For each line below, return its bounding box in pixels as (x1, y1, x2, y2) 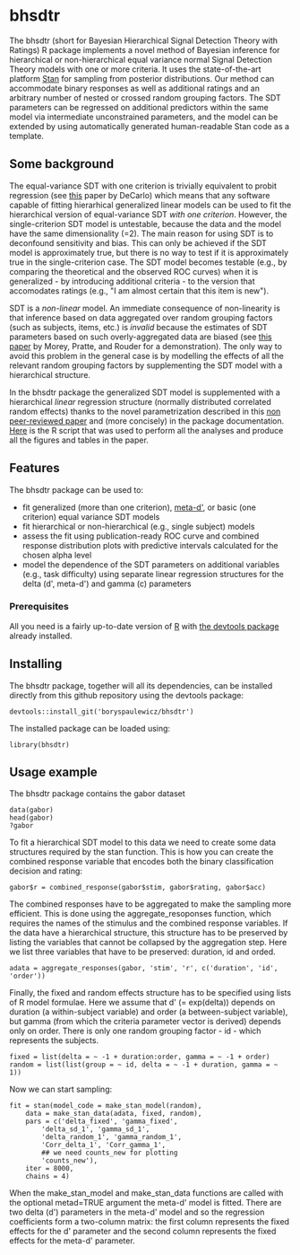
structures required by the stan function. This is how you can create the (9, 847, 274, 857)
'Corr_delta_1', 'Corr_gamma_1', (41, 1141, 167, 1150)
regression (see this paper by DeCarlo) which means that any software (9, 189, 270, 200)
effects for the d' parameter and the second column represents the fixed (9, 1226, 277, 1237)
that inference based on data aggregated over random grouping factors (9, 312, 273, 323)
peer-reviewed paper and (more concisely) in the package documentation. (9, 415, 285, 426)
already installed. (9, 630, 73, 641)
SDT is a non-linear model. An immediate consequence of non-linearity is (9, 303, 280, 313)
